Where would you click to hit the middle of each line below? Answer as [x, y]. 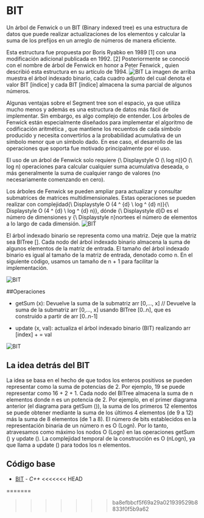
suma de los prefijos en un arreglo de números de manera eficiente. [91, 40]
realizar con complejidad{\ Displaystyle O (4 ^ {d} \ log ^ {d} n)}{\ [88, 204]
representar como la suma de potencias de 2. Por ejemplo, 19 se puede [96, 386]
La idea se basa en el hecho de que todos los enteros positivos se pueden [100, 380]
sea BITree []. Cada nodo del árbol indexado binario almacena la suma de [98, 242]
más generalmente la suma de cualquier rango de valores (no [83, 173]
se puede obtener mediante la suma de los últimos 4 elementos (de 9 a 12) [100, 413]
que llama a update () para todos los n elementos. [69, 445]
